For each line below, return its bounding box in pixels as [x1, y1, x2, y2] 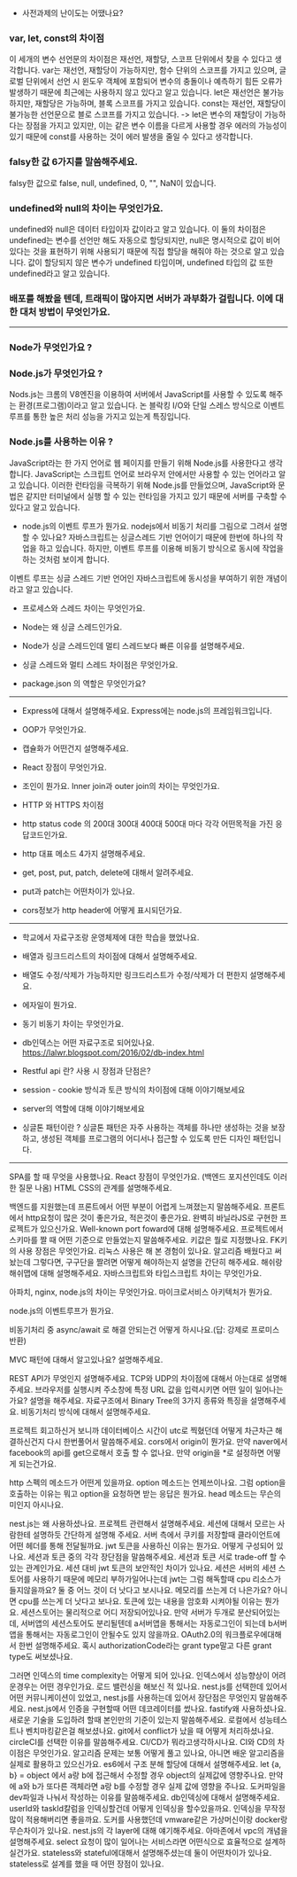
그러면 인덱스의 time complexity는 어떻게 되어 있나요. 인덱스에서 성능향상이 [9, 1670, 270, 1680]
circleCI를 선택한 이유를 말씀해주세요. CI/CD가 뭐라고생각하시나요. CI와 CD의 [9, 1736, 276, 1747]
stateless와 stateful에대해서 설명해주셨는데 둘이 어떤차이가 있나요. [42, 1847, 272, 1857]
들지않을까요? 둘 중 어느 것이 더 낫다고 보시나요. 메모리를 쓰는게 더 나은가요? [9, 1584, 271, 1595]
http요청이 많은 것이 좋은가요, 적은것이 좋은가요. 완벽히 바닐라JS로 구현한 [25, 1212, 278, 1223]
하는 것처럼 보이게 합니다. [21, 553, 110, 565]
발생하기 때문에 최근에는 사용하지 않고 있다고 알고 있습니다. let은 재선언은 [9, 87, 261, 98]
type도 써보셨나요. [9, 1651, 73, 1662]
